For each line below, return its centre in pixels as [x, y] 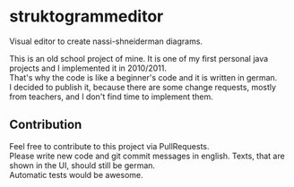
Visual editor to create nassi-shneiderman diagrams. [106, 41]
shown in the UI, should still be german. [82, 165]
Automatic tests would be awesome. [76, 174]
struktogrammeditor [86, 17]
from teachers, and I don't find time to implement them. [111, 97]
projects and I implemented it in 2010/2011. [88, 68]
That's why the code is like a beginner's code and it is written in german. [143, 77]
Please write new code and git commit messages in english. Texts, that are [147, 156]
